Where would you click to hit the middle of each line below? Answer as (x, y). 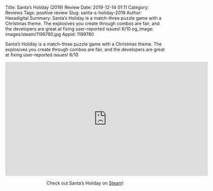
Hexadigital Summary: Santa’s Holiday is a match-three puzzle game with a (83, 18)
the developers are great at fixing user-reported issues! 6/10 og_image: (79, 29)
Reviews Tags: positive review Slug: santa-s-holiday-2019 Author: (74, 13)
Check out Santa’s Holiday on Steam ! (85, 183)
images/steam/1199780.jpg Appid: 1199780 (50, 34)
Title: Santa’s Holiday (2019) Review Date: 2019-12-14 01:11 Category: (77, 7)
